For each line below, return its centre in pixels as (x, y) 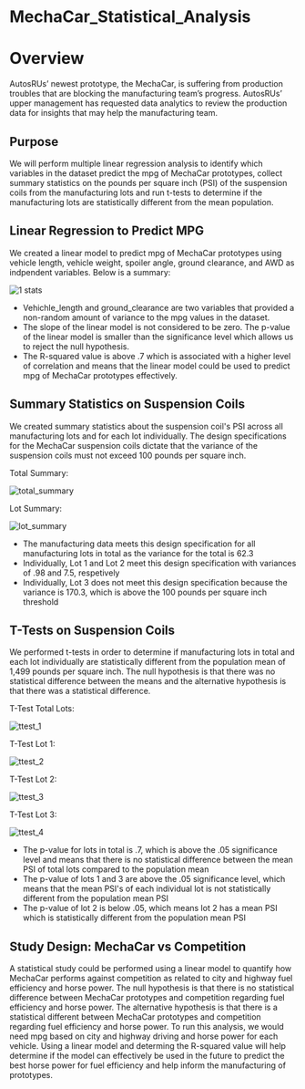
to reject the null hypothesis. (76, 346)
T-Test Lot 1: (32, 744)
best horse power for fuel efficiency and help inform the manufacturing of (148, 1065)
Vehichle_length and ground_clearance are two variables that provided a (158, 307)
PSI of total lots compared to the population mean (116, 869)
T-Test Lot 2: (33, 779)
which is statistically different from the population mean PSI (134, 918)
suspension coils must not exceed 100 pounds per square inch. (128, 455)
